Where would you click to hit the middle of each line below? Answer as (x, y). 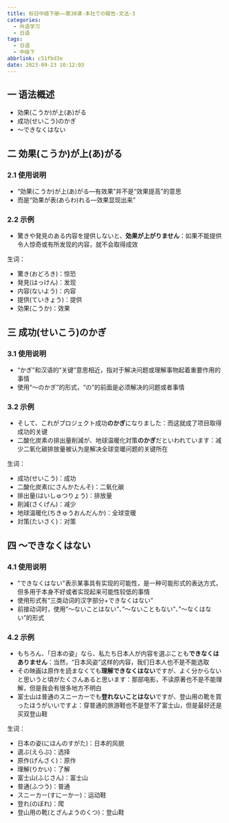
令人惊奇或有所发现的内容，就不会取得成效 (77, 244)
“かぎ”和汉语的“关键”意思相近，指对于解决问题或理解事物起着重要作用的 (119, 370)
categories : (24, 20)
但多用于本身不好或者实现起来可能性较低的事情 (83, 592)
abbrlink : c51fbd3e (35, 59)
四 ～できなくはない (49, 545)
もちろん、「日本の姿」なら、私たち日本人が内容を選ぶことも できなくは (118, 654)
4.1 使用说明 (27, 567)
